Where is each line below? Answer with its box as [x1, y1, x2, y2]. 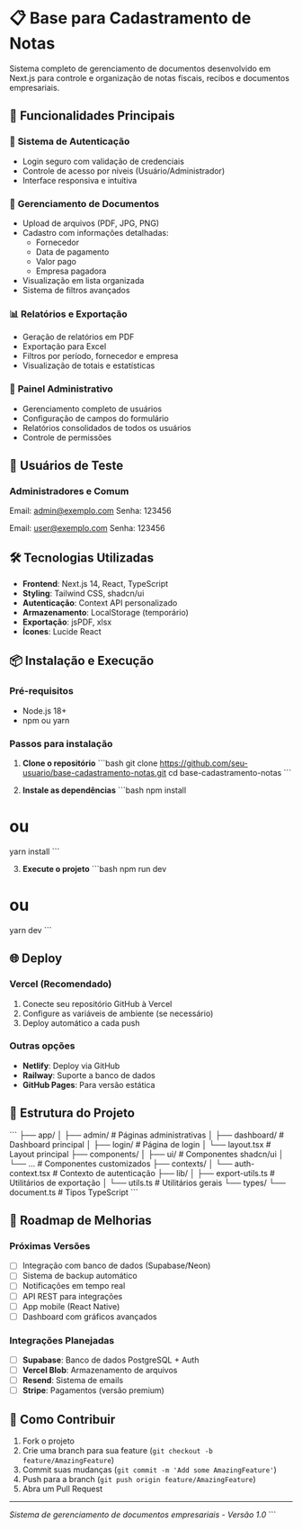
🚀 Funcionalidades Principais [9, 108, 175, 123]
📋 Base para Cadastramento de [9, 8, 252, 29]
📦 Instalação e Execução [9, 653, 155, 669]
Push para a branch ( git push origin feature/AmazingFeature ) [22, 1474, 256, 1485]
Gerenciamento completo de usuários [22, 403, 163, 414]
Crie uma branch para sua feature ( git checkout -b [22, 1445, 213, 1456]
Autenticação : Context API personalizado [22, 598, 178, 608]
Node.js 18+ [22, 705, 67, 716]
